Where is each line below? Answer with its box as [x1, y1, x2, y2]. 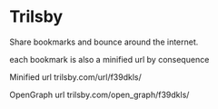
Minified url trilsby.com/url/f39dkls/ [9, 71, 143, 83]
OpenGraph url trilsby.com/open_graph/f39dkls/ [9, 89, 190, 100]
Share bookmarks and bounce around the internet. [9, 36, 199, 47]
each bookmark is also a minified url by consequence [9, 54, 210, 64]
